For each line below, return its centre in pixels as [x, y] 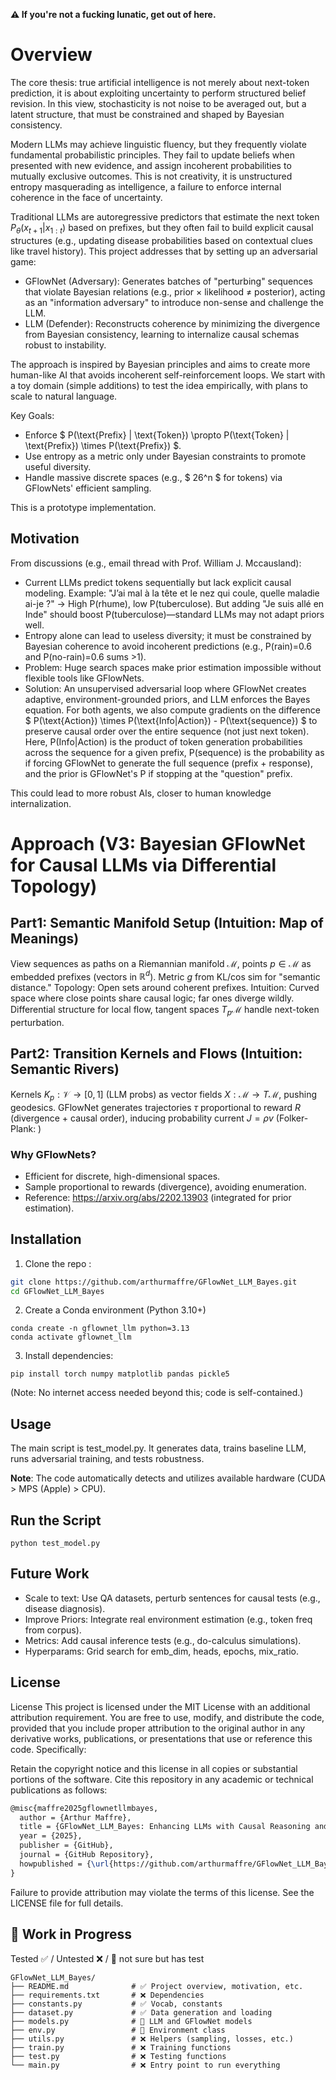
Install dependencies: [69, 1356]
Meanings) [45, 939]
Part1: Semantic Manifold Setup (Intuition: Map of [167, 923]
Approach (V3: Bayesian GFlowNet [158, 843]
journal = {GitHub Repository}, [87, 1855]
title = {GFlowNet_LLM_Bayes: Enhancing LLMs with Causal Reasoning [165, 1827]
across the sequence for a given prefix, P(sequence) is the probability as [174, 752]
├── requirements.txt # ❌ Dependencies [107, 1995]
